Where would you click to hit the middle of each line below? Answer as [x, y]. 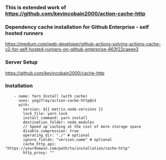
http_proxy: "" [39, 153]
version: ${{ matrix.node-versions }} [63, 109]
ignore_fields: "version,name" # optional [68, 140]
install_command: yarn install [55, 118]
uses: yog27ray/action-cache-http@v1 [57, 100]
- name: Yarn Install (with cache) [51, 96]
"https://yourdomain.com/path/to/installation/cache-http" [68, 148]
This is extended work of [36, 7]
